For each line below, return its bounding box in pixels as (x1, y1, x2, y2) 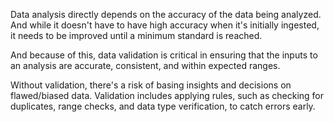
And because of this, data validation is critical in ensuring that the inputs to (10, 49, 318, 61)
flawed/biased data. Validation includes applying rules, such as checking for (10, 90, 324, 101)
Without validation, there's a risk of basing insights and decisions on (10, 79, 292, 91)
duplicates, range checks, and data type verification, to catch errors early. (10, 100, 316, 112)
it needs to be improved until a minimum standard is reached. (10, 30, 263, 41)
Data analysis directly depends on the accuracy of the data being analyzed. (10, 9, 322, 20)
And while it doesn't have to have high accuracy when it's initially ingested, (10, 19, 320, 31)
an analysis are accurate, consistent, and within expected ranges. (10, 60, 281, 71)
